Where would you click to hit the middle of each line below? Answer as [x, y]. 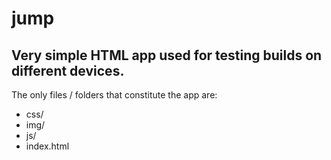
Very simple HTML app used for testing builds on [167, 55]
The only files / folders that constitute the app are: [114, 95]
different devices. [68, 70]
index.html [47, 146]
